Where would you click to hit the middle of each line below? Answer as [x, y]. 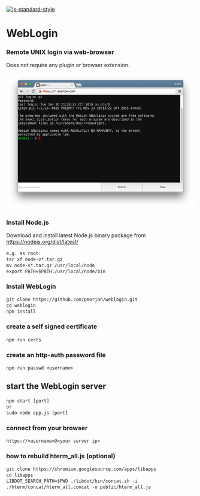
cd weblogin [21, 306]
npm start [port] [28, 401]
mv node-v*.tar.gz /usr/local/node [51, 266]
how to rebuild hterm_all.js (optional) [61, 456]
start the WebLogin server [56, 386]
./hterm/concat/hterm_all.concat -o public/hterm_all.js [79, 487]
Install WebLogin [31, 286]
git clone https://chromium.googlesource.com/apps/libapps [81, 469]
